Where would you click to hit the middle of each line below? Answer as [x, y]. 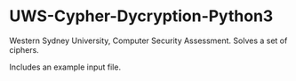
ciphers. [24, 49]
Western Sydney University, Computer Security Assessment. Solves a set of [148, 40]
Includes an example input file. [65, 67]
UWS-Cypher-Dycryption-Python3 [141, 16]
